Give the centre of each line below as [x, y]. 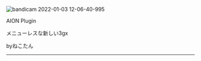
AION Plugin [21, 21]
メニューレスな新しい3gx [37, 33]
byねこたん [20, 46]
